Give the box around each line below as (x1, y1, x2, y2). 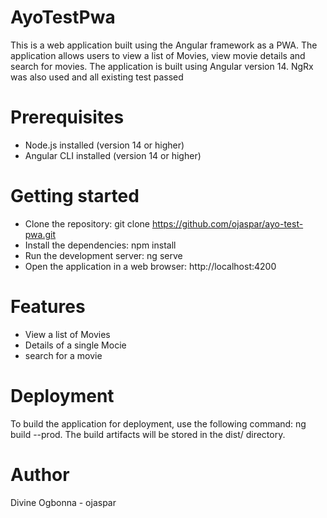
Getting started (10, 185, 140, 208)
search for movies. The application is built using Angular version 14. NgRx (10, 60, 314, 72)
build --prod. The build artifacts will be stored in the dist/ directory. (10, 428, 286, 440)
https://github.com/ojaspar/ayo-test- (151, 217, 304, 230)
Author (10, 463, 70, 486)
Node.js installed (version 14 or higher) (24, 139, 185, 151)
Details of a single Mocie (24, 339, 127, 351)
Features (10, 296, 86, 318)
